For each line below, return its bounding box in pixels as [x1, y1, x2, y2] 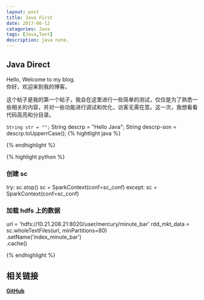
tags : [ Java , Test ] [6, 32, 53, 38]
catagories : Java [6, 26, 50, 32]
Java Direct [6, 60, 50, 70]
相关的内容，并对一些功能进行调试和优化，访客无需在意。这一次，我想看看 [11, 103, 198, 111]
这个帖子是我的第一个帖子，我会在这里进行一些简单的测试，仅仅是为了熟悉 [6, 95, 192, 103]
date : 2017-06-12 [6, 20, 50, 26]
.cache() [6, 240, 27, 247]
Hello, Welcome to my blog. [6, 75, 75, 83]
